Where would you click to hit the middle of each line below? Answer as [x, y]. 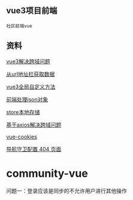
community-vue [47, 173]
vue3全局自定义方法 [31, 87]
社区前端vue [19, 26]
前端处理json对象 [27, 99]
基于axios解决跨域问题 [34, 125]
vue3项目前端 [32, 11]
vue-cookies [22, 137]
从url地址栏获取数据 [31, 74]
